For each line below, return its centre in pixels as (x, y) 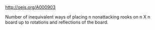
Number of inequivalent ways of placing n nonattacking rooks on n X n (78, 17)
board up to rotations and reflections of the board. (57, 22)
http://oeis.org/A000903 (30, 7)
